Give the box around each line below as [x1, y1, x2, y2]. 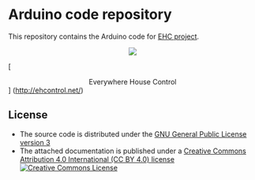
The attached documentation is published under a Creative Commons [19, 146, 246, 156]
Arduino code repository [8, 6, 172, 24]
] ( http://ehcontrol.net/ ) [8, 85, 84, 95]
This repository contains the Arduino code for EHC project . [8, 32, 200, 41]
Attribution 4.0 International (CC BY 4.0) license [19, 154, 175, 163]
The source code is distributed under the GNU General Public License [19, 129, 247, 139]
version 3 [19, 137, 51, 147]
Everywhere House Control [88, 77, 177, 86]
